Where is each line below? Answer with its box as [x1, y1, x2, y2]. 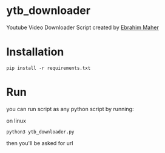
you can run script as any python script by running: [6, 105, 134, 112]
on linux [6, 117, 26, 124]
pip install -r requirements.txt [6, 65, 91, 71]
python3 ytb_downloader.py [6, 129, 75, 135]
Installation [6, 45, 64, 59]
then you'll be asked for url [6, 139, 73, 146]
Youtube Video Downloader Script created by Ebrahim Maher [6, 24, 159, 31]
